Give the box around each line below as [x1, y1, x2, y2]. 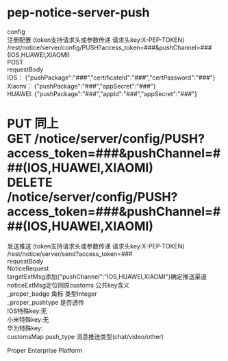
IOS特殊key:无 [7, 307, 47, 315]
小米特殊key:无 [7, 315, 49, 323]
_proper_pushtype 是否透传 [7, 298, 84, 306]
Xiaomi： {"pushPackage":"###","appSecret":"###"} [7, 82, 156, 90]
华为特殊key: [7, 324, 43, 332]
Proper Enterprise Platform [7, 346, 83, 354]
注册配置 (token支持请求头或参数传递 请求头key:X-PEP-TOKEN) [7, 36, 185, 44]
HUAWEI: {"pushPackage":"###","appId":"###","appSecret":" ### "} [7, 89, 197, 97]
